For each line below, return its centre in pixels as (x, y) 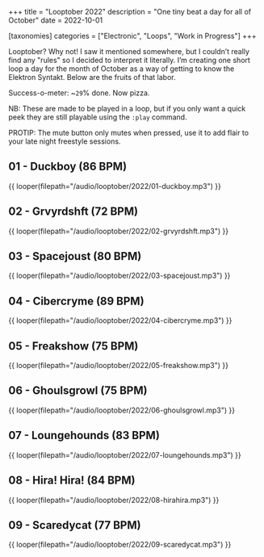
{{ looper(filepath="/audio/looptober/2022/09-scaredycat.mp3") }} (120, 545)
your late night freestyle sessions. (65, 141)
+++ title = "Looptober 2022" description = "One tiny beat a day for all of (130, 12)
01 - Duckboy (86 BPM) (68, 167)
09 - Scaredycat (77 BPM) (75, 525)
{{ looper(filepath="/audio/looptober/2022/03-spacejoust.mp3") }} (119, 276)
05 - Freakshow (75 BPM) (73, 346)
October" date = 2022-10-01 (56, 20)
